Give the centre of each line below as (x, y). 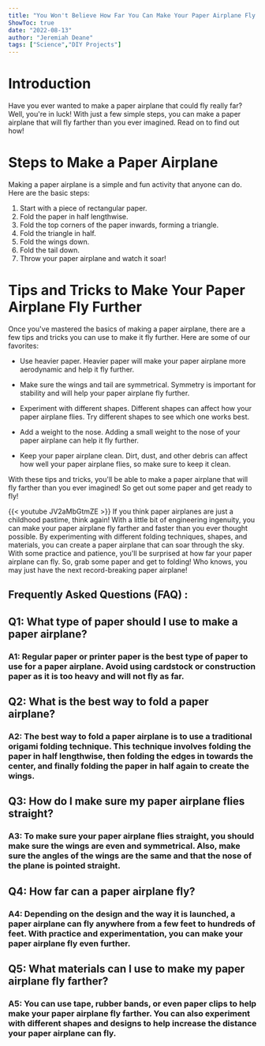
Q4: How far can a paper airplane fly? (102, 891)
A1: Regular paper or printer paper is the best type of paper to (128, 656)
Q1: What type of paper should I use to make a (123, 621)
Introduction (50, 84)
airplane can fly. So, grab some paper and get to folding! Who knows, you (128, 562)
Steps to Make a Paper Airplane (113, 163)
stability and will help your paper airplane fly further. (105, 393)
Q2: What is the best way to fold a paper (108, 702)
